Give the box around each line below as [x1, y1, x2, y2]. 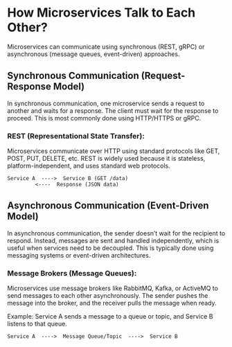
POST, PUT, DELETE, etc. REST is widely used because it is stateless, [7, 154, 206, 163]
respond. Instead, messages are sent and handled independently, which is [7, 236, 220, 244]
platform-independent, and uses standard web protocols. [7, 161, 171, 170]
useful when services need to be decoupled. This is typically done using [7, 244, 214, 252]
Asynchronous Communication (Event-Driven [7, 199, 209, 212]
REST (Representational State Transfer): [7, 131, 145, 141]
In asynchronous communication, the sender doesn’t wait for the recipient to [7, 229, 226, 237]
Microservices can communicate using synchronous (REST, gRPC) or [7, 42, 205, 51]
